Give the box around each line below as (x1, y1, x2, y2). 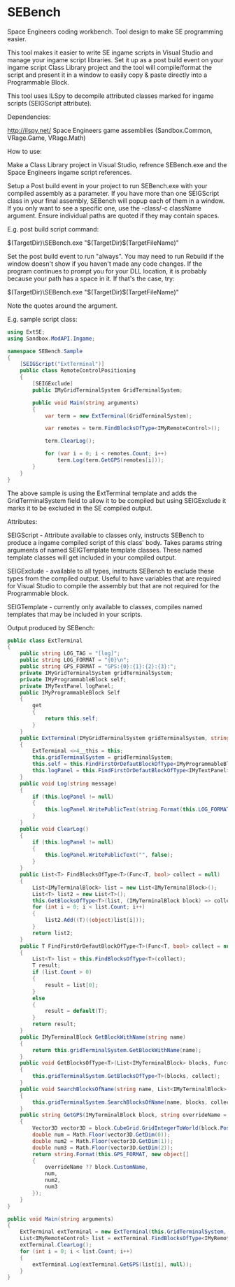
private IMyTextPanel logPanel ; (20, 683, 114, 690)
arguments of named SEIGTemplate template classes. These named (7, 546, 203, 554)
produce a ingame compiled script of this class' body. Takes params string (7, 538, 222, 546)
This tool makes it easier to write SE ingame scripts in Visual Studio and (7, 48, 213, 57)
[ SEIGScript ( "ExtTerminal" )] (20, 361, 105, 368)
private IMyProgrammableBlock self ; (20, 676, 127, 683)
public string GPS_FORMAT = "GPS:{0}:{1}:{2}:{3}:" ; (20, 663, 177, 670)
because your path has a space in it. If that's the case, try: (7, 274, 175, 283)
